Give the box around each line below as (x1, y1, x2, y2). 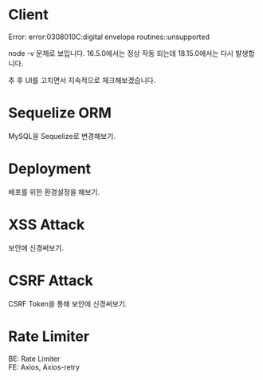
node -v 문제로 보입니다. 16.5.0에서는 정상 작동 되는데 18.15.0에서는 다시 (8, 48, 234, 57)
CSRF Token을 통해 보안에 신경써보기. (8, 299, 128, 308)
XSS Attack (8, 216, 85, 233)
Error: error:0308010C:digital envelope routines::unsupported (8, 32, 210, 42)
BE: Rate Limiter (8, 354, 61, 363)
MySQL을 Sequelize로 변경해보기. (8, 131, 116, 141)
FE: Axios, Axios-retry (8, 362, 80, 372)
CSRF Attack (8, 271, 93, 289)
